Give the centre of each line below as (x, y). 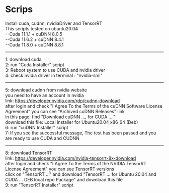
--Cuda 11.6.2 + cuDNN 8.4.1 (34, 39)
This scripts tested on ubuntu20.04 (42, 28)
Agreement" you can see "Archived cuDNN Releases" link (65, 111)
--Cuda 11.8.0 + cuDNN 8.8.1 (34, 44)
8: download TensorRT (29, 153)
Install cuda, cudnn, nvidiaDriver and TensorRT (54, 23)
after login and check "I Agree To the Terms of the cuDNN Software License (84, 106)
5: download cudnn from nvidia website (46, 90)
